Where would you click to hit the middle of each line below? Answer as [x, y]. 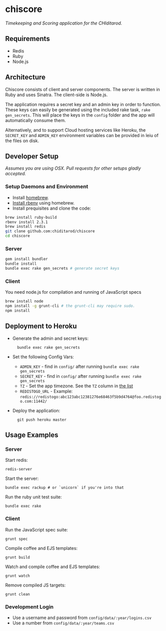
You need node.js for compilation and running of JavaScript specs [73, 292]
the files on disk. [22, 141]
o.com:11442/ [33, 401]
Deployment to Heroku [41, 326]
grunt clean [17, 594]
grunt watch [17, 576]
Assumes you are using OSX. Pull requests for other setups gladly [73, 168]
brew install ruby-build [31, 217]
